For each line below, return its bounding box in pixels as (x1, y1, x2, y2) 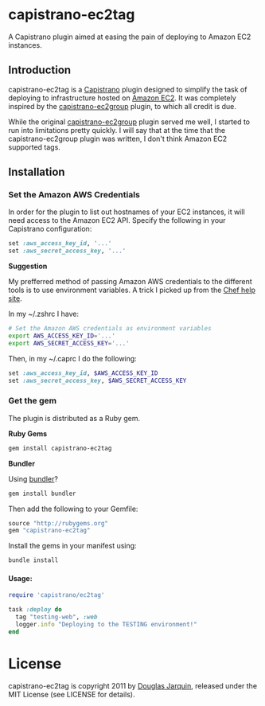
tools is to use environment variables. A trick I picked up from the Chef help (8, 285, 256, 295)
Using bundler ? (8, 474, 58, 483)
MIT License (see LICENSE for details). (8, 689, 135, 699)
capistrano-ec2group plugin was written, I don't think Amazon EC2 (8, 134, 228, 143)
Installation (8, 166, 65, 179)
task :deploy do (8, 606, 62, 614)
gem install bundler (8, 490, 77, 497)
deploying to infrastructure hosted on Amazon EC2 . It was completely (8, 93, 236, 103)
